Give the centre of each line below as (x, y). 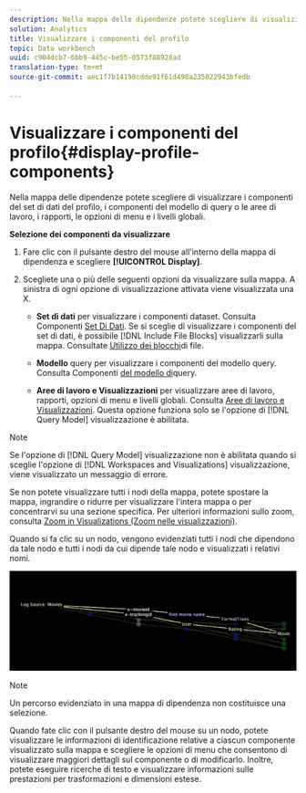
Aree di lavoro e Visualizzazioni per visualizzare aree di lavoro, (155, 390)
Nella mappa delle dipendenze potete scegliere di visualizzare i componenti (151, 197)
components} (62, 171)
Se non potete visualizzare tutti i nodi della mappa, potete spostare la (139, 492)
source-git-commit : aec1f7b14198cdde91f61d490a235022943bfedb (130, 78)
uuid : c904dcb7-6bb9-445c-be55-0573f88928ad (95, 58)
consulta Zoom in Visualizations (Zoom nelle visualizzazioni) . (124, 521)
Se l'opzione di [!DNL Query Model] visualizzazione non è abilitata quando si (153, 454)
